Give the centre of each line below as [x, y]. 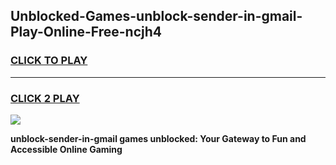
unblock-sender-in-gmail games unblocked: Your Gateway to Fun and [158, 138]
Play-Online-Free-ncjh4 [86, 32]
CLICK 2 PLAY [45, 98]
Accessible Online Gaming [66, 149]
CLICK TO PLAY [49, 61]
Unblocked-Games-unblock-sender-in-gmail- [156, 16]
